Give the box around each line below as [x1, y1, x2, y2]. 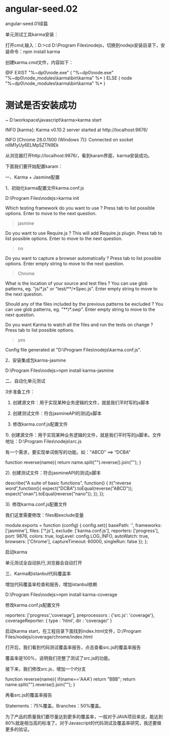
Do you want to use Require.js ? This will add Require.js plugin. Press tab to [5, 230, 162, 236]
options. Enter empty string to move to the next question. [5, 260, 124, 267]
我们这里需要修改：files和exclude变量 [5, 512, 84, 518]
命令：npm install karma [9, 48, 60, 54]
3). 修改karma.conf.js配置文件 [5, 501, 67, 507]
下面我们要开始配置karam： [5, 163, 63, 169]
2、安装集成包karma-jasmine [5, 357, 66, 363]
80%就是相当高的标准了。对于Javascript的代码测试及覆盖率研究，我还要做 [5, 720, 161, 726]
